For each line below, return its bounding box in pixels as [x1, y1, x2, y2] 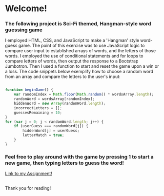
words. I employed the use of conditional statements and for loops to [5, 53, 143, 59]
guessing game [5, 26, 42, 33]
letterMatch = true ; [22, 133, 64, 138]
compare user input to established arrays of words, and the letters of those [5, 48, 156, 54]
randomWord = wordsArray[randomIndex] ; [14, 97, 95, 101]
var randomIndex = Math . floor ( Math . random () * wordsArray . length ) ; [14, 92, 154, 97]
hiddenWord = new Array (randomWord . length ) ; [14, 101, 106, 106]
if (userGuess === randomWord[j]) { [14, 124, 89, 129]
